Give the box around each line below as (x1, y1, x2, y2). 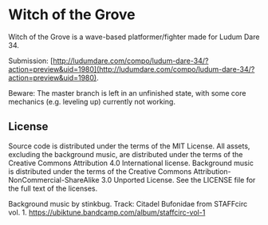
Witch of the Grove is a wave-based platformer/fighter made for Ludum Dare (8, 32, 260, 41)
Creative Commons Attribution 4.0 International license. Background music (8, 158, 254, 168)
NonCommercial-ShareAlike (8, 175, 100, 184)
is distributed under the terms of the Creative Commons (8, 166, 192, 176)
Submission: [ (8, 56, 53, 65)
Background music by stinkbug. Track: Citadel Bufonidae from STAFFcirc (8, 199, 248, 208)
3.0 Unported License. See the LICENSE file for (100, 175, 256, 184)
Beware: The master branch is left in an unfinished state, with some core (8, 88, 246, 97)
